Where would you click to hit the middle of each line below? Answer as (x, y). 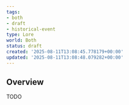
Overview (25, 82)
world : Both (21, 40)
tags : (13, 12)
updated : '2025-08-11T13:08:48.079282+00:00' (65, 57)
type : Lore (20, 35)
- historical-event (31, 29)
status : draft (24, 46)
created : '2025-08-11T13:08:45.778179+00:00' (65, 52)
